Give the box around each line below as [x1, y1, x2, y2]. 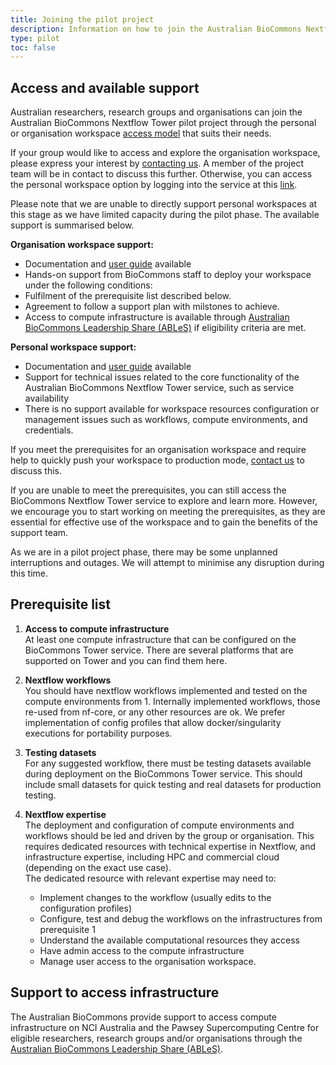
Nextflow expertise [24, 808, 107, 820]
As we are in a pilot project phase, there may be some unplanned [10, 546, 278, 558]
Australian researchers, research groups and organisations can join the [10, 106, 303, 118]
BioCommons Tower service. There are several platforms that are [24, 644, 294, 656]
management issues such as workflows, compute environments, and [24, 414, 308, 426]
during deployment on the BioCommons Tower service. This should [24, 767, 303, 780]
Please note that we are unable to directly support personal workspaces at [10, 198, 318, 210]
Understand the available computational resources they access [39, 934, 300, 946]
